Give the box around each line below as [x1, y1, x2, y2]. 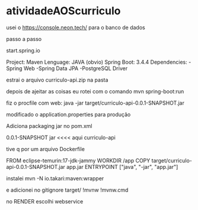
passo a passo [6, 35, 42, 42]
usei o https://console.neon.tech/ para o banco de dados [6, 24, 145, 31]
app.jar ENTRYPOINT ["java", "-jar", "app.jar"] [66, 163, 178, 170]
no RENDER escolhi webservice [6, 198, 84, 205]
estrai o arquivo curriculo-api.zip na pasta [6, 76, 108, 83]
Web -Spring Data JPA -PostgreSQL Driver [23, 64, 128, 72]
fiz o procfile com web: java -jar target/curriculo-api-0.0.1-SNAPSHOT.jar [6, 99, 185, 106]
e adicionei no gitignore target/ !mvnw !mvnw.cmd [6, 186, 129, 193]
